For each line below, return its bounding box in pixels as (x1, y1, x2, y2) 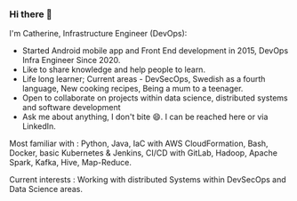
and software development (21, 102, 122, 113)
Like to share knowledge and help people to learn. (21, 64, 206, 75)
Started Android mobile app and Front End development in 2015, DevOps (21, 45, 289, 56)
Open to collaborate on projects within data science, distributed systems (21, 92, 288, 103)
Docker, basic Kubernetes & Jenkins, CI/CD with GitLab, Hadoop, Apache (9, 148, 278, 158)
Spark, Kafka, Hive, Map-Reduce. (9, 157, 132, 168)
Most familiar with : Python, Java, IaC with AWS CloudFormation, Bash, (9, 138, 269, 149)
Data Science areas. (9, 184, 83, 195)
